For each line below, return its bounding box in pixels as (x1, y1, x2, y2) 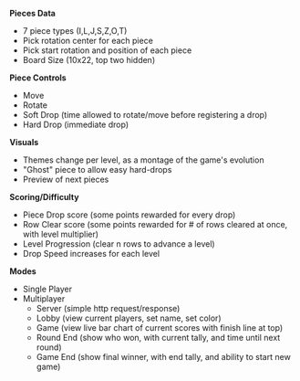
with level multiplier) (22, 228, 98, 239)
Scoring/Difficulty (9, 192, 79, 202)
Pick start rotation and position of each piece (22, 45, 192, 56)
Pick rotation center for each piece (22, 36, 153, 46)
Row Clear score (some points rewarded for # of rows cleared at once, (22, 219, 288, 229)
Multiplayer (22, 293, 66, 304)
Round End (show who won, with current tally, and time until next (36, 333, 281, 343)
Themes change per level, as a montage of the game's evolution (22, 154, 264, 165)
